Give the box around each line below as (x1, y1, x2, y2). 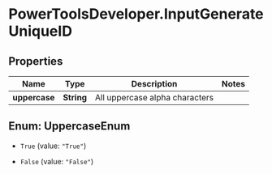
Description (131, 79, 178, 89)
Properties (8, 54, 63, 68)
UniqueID (8, 22, 73, 40)
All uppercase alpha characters (94, 92, 214, 103)
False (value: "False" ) (19, 156, 94, 166)
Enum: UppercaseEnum (8, 119, 131, 134)
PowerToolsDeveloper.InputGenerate (8, 5, 264, 23)
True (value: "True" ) (19, 141, 87, 151)
